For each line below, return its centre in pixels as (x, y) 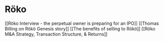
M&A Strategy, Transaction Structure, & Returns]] (56, 34)
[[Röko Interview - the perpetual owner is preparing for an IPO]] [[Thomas (82, 23)
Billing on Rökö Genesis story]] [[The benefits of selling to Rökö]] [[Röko (80, 28)
